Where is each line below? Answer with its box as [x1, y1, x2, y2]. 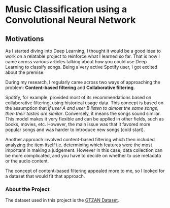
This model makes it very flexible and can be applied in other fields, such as [5, 116, 164, 122]
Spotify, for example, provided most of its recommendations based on [5, 95, 152, 100]
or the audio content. [5, 158, 49, 164]
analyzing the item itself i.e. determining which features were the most [5, 142, 152, 148]
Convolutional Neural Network [5, 14, 136, 26]
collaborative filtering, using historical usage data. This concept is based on [5, 100, 164, 106]
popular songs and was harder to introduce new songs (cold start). [5, 127, 145, 133]
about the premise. [5, 69, 45, 75]
